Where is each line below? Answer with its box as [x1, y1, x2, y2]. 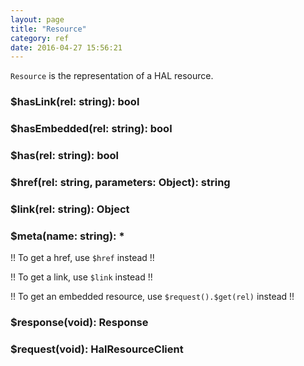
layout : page [10, 14, 65, 25]
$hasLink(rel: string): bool [10, 95, 140, 109]
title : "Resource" [10, 24, 87, 34]
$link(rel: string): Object [10, 202, 130, 216]
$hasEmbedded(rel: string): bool [10, 122, 173, 136]
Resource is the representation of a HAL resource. [10, 70, 214, 82]
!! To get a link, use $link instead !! [10, 271, 153, 283]
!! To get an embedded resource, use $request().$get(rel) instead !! [10, 291, 295, 303]
